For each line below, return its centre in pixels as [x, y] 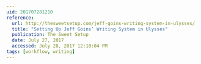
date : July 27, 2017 [38, 40]
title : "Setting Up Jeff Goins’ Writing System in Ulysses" [90, 29]
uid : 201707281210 [30, 12]
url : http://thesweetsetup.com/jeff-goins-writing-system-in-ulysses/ [104, 23]
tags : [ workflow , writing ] [41, 52]
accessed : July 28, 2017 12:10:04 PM [60, 46]
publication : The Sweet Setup [50, 35]
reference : [20, 18]
